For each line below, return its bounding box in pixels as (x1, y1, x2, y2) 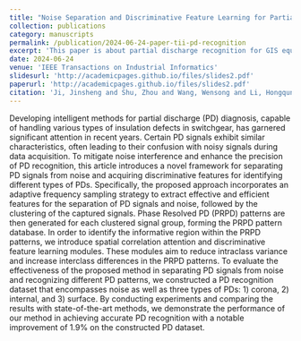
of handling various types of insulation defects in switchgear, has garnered (9, 122, 286, 132)
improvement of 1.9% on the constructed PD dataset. (9, 321, 205, 332)
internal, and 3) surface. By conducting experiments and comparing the (9, 293, 273, 304)
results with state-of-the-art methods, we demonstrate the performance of (9, 303, 285, 313)
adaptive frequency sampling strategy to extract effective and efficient (9, 189, 271, 200)
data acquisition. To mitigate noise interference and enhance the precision (9, 150, 284, 161)
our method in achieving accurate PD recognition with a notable (9, 312, 245, 323)
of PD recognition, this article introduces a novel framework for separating (9, 160, 284, 171)
